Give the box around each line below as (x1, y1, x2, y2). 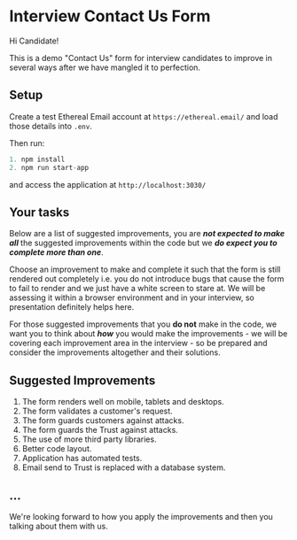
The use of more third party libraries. (21, 434, 157, 444)
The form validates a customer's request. (21, 405, 173, 417)
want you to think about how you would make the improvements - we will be (9, 328, 288, 339)
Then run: (9, 137, 45, 148)
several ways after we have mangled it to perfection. (9, 62, 201, 73)
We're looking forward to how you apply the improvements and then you (9, 511, 273, 521)
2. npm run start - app (9, 163, 90, 172)
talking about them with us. (9, 521, 108, 531)
